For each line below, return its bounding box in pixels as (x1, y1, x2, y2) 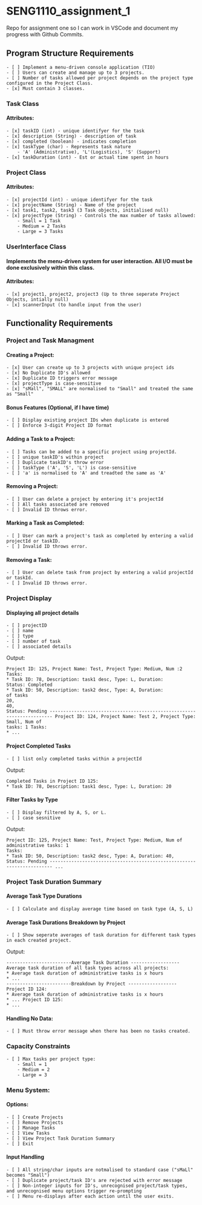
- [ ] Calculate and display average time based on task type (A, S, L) (6, 906, 194, 912)
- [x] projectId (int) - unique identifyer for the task (6, 197, 153, 203)
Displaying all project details (6, 609, 79, 616)
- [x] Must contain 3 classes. (6, 85, 85, 91)
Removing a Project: (6, 483, 59, 490)
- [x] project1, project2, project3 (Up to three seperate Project (6, 291, 180, 297)
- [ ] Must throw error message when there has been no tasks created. (6, 1028, 191, 1034)
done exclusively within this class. (6, 264, 95, 271)
